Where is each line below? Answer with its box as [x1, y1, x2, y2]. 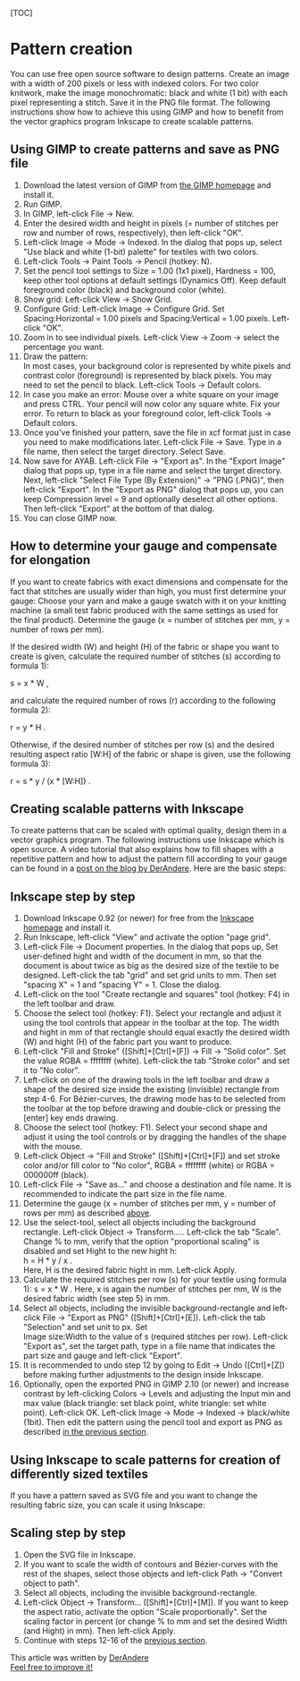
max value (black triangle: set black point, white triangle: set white [22, 1398, 267, 1409]
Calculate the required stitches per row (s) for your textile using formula [22, 1275, 287, 1285]
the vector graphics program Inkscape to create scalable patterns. [10, 115, 254, 126]
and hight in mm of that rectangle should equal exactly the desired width [22, 1027, 290, 1037]
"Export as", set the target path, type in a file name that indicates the [22, 1341, 276, 1352]
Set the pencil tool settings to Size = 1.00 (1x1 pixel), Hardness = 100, [22, 265, 276, 276]
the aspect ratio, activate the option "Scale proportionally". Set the [22, 1606, 267, 1617]
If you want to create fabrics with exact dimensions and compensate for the [10, 576, 288, 587]
